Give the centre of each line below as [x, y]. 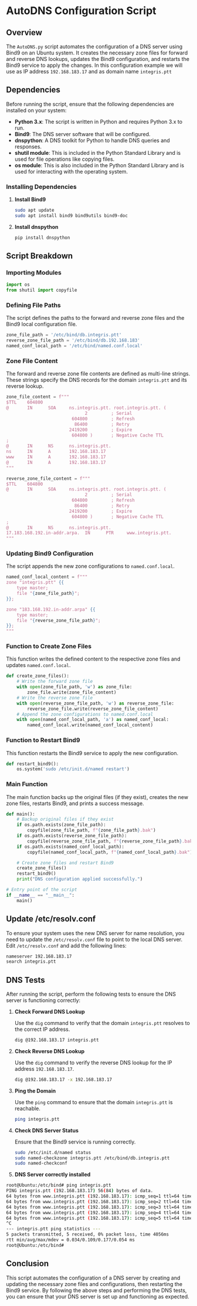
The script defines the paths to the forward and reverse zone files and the [95, 318]
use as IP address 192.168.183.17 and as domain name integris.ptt [89, 71]
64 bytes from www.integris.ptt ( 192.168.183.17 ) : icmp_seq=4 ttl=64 [93, 1213]
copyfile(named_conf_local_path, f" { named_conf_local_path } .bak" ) [110, 852]
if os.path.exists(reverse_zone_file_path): [72, 836]
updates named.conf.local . [38, 665]
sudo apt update [34, 210]
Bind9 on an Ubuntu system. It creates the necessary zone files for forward [97, 53]
